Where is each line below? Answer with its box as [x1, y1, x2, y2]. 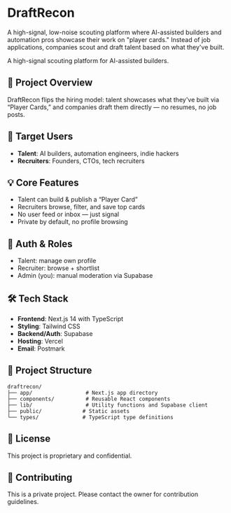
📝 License [7, 433, 51, 445]
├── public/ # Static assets [7, 407, 130, 414]
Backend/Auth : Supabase [17, 330, 93, 337]
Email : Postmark [17, 344, 65, 353]
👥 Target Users [7, 131, 73, 143]
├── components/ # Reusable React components [7, 395, 171, 402]
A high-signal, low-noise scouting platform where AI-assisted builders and [7, 28, 222, 36]
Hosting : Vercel [17, 337, 63, 345]
